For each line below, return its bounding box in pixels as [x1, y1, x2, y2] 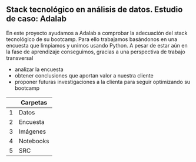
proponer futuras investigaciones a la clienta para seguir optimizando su [14, 78, 191, 85]
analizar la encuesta [14, 66, 64, 73]
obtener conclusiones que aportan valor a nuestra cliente [14, 72, 154, 79]
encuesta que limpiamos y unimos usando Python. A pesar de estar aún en [6, 42, 188, 49]
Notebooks [18, 137, 49, 145]
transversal [6, 54, 34, 61]
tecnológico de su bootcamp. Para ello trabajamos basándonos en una [6, 35, 178, 43]
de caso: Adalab [6, 14, 67, 24]
